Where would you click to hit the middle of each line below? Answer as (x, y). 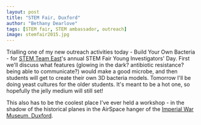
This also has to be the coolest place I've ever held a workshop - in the (96, 103)
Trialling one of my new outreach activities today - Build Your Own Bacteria (101, 52)
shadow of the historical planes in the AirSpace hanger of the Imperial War (100, 109)
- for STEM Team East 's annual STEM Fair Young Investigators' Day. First (98, 59)
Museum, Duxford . (30, 116)
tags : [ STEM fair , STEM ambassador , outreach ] (67, 29)
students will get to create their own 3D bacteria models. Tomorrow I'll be (99, 78)
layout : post (23, 12)
